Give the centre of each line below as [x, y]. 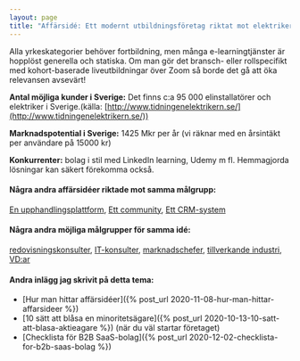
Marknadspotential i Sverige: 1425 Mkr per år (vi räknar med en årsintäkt [145, 133]
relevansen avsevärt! [48, 79]
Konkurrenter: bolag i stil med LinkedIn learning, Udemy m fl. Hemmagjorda [149, 160]
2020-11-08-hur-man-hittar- [222, 299]
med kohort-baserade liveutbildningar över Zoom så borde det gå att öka [143, 70]
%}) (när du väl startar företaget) [160, 328]
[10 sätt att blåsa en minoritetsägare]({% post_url [112, 318]
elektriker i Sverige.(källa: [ [58, 106]
